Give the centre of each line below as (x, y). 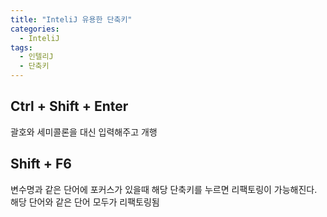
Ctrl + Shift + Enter (69, 106)
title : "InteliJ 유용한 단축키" (71, 19)
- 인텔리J (36, 57)
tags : (21, 47)
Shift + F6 (41, 164)
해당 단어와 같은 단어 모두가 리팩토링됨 (85, 202)
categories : (35, 29)
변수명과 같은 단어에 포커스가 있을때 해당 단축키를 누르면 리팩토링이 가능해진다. (164, 189)
